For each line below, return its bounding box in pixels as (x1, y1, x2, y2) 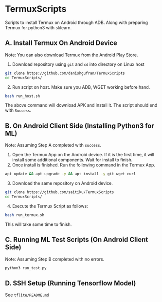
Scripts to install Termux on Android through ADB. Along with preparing (5, 20, 148, 25)
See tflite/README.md (5, 292, 49, 298)
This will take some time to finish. (5, 221, 72, 227)
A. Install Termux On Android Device (5, 39, 118, 47)
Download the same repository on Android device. (12, 181, 113, 186)
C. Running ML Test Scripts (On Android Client (5, 236, 148, 244)
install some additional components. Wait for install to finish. (12, 157, 133, 163)
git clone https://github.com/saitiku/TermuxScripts (5, 190, 114, 195)
